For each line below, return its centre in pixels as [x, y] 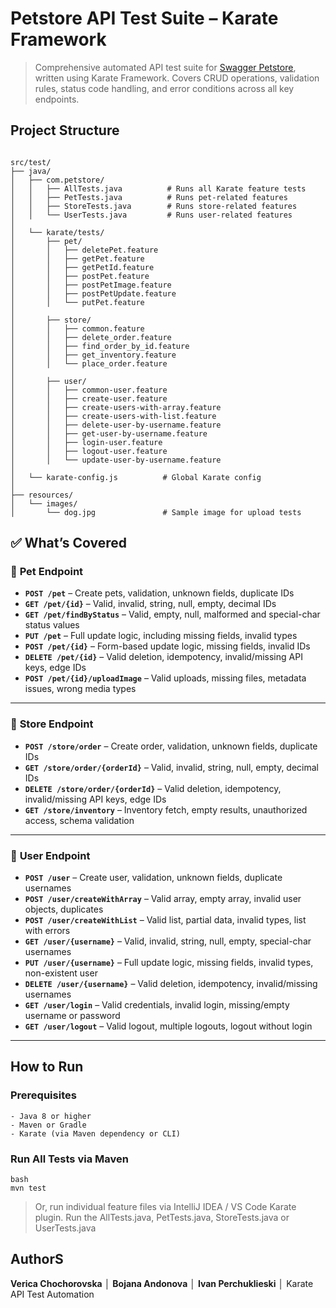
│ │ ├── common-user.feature [89, 390]
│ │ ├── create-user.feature [89, 398]
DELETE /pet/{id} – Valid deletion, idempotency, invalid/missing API [163, 657]
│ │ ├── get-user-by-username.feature [109, 433]
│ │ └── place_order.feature [89, 363]
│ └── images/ [44, 503]
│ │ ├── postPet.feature [80, 276]
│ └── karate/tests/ [57, 232]
